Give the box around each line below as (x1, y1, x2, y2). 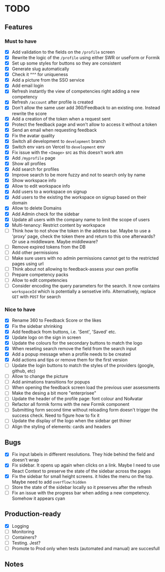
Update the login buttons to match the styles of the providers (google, (11, 362, 155, 368)
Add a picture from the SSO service (11, 77, 85, 83)
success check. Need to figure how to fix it (11, 412, 100, 418)
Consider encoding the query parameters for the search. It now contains (11, 283, 160, 289)
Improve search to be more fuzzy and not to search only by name (11, 172, 146, 178)
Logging (11, 523, 29, 529)
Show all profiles (11, 161, 46, 167)
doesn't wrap (11, 457, 39, 463)
